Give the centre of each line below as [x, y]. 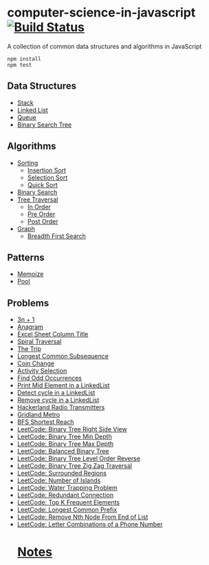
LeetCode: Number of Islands [59, 480]
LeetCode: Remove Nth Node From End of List [82, 517]
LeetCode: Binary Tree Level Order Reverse [79, 458]
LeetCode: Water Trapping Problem [67, 488]
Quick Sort [43, 184]
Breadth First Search [56, 236]
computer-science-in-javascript [101, 13]
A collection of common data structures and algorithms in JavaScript [104, 46]
